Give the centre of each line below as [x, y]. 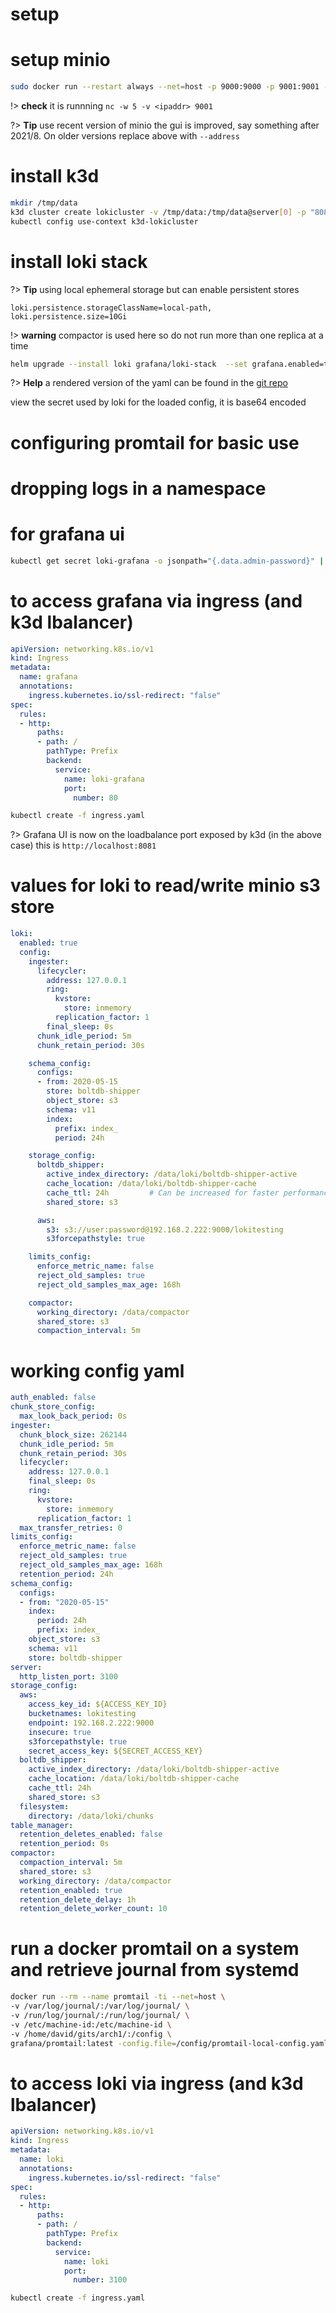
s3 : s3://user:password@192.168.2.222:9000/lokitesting [165, 1229]
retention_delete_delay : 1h [78, 1899]
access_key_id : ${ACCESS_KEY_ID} [98, 1704]
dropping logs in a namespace [138, 488]
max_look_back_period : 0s [73, 1416]
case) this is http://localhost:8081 [83, 845]
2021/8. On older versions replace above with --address [125, 136]
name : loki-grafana [104, 779]
